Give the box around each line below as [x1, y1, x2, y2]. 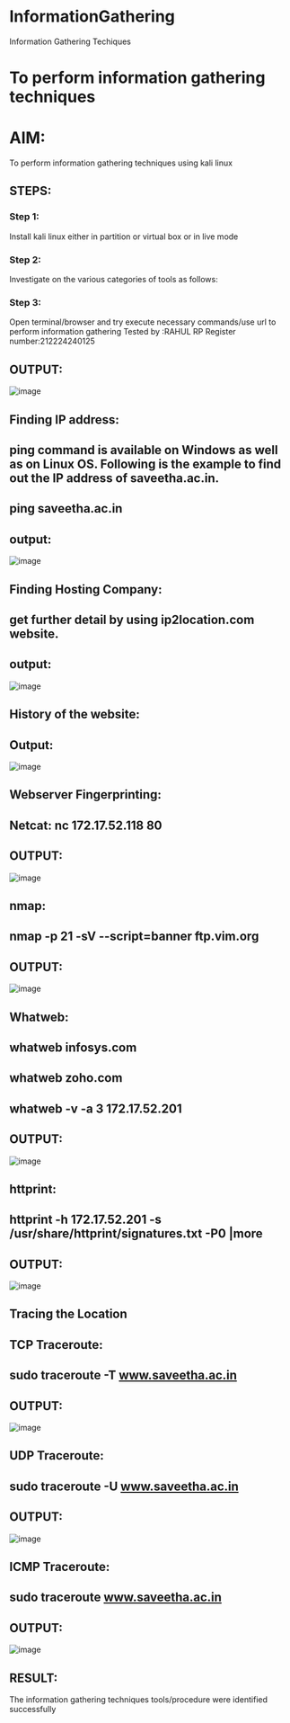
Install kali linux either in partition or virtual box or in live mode [9, 231, 239, 242]
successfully [9, 1704, 57, 1715]
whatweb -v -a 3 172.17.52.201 [9, 1101, 182, 1116]
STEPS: [9, 183, 52, 199]
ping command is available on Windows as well [9, 442, 278, 458]
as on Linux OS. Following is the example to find [9, 456, 282, 471]
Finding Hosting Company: [9, 582, 163, 597]
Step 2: [9, 254, 42, 266]
